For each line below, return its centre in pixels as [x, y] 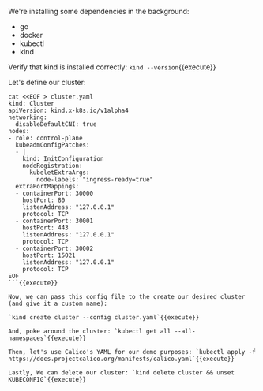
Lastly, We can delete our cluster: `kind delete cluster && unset [122, 373]
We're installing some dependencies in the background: [99, 11]
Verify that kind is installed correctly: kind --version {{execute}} [112, 67]
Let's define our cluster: [47, 82]
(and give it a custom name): [58, 303]
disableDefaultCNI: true [56, 125]
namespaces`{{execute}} [47, 338]
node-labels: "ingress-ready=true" [95, 180]
